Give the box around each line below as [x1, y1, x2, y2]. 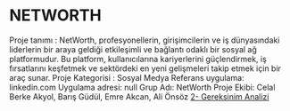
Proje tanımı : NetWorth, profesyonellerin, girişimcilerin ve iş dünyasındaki [9, 35, 280, 45]
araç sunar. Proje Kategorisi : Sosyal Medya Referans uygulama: [9, 72, 244, 83]
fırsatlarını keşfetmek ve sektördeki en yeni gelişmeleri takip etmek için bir [9, 63, 281, 74]
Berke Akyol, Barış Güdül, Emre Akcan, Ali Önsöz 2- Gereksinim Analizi [9, 91, 269, 102]
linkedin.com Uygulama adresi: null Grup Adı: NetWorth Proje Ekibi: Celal [9, 82, 276, 92]
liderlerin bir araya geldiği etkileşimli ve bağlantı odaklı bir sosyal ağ [9, 44, 257, 54]
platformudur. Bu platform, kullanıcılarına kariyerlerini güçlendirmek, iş [9, 53, 268, 64]
